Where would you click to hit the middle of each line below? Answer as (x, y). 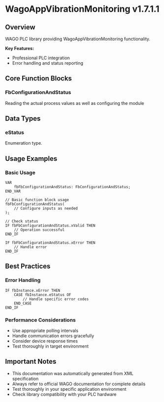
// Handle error (31, 247)
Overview (20, 27)
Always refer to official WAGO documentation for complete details (79, 384)
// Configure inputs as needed (46, 209)
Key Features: (20, 48)
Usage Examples (31, 159)
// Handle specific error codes (56, 299)
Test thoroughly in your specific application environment (69, 389)
